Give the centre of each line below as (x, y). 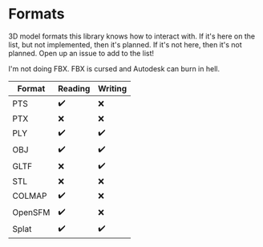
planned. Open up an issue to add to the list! (81, 53)
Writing (112, 88)
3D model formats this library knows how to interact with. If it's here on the (131, 36)
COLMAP (30, 196)
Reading (74, 88)
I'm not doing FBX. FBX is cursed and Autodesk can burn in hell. (114, 68)
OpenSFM (31, 213)
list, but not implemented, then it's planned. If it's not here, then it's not (125, 44)
